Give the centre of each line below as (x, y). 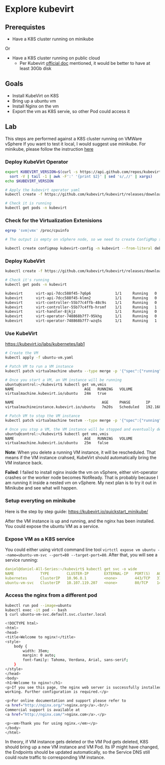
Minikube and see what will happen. (41, 488)
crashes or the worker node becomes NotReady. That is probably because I (82, 478)
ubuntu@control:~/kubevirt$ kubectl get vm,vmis (56, 384)
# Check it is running (28, 203)
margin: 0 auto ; (39, 656)
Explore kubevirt (40, 9)
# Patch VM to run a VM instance (39, 367)
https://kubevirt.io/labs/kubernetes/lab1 (45, 344)
